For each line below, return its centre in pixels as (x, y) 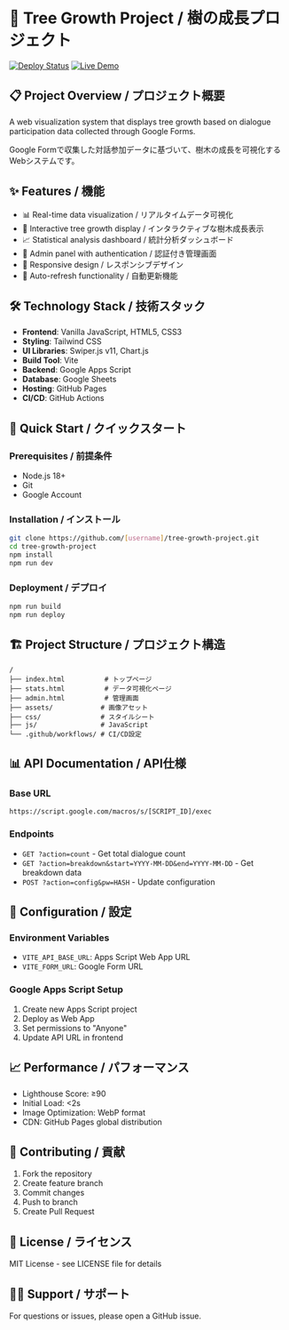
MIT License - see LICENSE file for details (86, 1264)
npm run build (35, 607)
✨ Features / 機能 (57, 192)
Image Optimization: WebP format (84, 1112)
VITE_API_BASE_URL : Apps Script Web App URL (106, 957)
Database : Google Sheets (69, 380)
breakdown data (52, 872)
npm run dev (31, 563)
